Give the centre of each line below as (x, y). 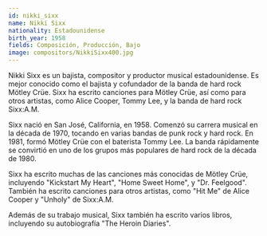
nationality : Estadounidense (57, 30)
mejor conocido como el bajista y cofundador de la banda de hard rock (125, 84)
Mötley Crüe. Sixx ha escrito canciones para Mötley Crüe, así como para (127, 92)
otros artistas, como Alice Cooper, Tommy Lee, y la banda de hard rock (125, 101)
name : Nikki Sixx (37, 23)
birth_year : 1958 (37, 38)
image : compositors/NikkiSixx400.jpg (71, 53)
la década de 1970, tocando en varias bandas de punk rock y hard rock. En (131, 133)
